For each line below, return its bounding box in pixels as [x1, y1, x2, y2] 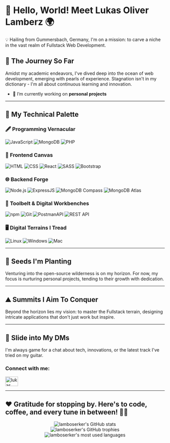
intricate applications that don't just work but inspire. [5, 314, 115, 320]
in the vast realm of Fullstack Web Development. [5, 42, 106, 48]
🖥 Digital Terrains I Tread [5, 225, 67, 232]
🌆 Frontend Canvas [5, 152, 53, 159]
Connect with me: [5, 365, 50, 372]
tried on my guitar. [5, 352, 44, 359]
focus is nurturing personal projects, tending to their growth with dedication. [5, 276, 164, 282]
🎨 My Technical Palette [5, 110, 79, 119]
